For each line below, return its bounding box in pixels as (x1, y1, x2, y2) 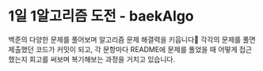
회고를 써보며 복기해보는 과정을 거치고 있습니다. (29, 54, 176, 64)
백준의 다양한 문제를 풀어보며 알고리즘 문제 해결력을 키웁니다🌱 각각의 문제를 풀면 (8, 35, 256, 44)
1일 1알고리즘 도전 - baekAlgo (8, 7, 194, 25)
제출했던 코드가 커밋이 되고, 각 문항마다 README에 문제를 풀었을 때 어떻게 (8, 44, 238, 54)
